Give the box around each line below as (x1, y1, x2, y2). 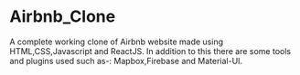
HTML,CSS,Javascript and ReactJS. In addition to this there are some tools (9, 45, 291, 56)
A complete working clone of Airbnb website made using (9, 36, 224, 47)
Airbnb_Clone (9, 6, 116, 27)
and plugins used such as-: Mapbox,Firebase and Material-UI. (9, 55, 243, 66)
